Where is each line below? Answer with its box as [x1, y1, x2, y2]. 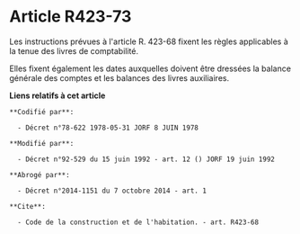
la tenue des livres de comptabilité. [9, 45, 139, 56]
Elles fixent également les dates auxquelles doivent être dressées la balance [9, 63, 292, 74]
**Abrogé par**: [9, 170, 70, 179]
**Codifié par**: [9, 107, 75, 116]
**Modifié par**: [9, 139, 75, 148]
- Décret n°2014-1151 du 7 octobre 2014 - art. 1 [17, 186, 207, 195]
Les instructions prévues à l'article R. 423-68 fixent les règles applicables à [9, 36, 289, 47]
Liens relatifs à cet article [9, 90, 106, 101]
